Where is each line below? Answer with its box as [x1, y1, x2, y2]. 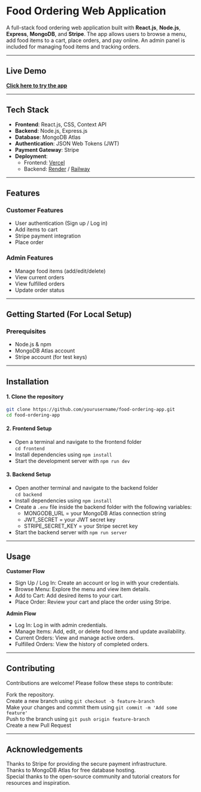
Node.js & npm [14, 341, 52, 348]
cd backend [14, 492, 42, 498]
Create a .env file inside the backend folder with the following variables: [14, 503, 192, 510]
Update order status [14, 286, 65, 294]
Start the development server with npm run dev [14, 457, 130, 464]
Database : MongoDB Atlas [14, 133, 81, 141]
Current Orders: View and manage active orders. [14, 634, 135, 641]
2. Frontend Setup [6, 425, 52, 432]
